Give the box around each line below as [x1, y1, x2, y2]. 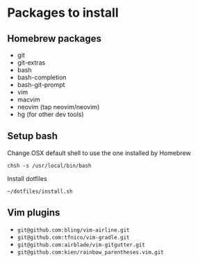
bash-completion [17, 73, 67, 81]
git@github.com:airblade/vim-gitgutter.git [17, 241, 146, 248]
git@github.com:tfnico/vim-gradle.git [17, 234, 130, 241]
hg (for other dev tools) [17, 110, 85, 118]
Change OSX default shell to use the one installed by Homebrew [7, 148, 191, 157]
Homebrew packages [7, 33, 102, 45]
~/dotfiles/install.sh [7, 188, 73, 195]
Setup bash [7, 130, 58, 142]
